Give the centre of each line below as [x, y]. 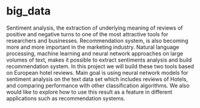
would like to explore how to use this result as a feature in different [89, 92]
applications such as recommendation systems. [66, 98]
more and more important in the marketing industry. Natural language [93, 47]
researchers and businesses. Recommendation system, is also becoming [97, 40]
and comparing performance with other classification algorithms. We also [98, 85]
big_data [28, 11]
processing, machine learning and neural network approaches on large [95, 53]
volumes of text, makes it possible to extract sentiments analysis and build [99, 60]
